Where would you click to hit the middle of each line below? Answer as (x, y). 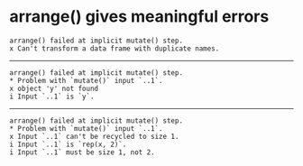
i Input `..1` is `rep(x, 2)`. (68, 144)
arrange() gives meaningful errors (139, 17)
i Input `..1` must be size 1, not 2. (82, 152)
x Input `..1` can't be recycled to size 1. (94, 136)
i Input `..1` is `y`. (52, 97)
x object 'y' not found (54, 88)
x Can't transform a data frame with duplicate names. (115, 48)
